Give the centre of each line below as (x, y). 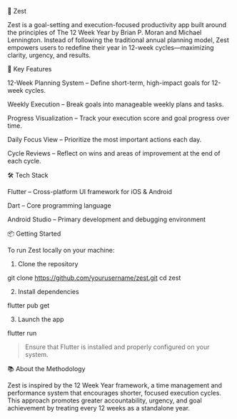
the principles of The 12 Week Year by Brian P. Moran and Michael (105, 32)
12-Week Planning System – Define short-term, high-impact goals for (109, 83)
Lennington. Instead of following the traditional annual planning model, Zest (118, 40)
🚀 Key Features (30, 69)
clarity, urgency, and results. (49, 55)
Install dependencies (49, 292)
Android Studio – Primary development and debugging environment (106, 219)
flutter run (22, 333)
